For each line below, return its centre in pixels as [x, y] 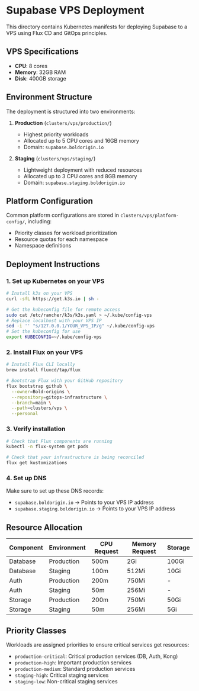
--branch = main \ [31, 403]
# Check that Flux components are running [59, 441]
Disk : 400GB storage [41, 78]
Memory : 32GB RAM [40, 72]
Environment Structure [49, 97]
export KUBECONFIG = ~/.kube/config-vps [54, 337]
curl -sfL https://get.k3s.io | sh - [53, 299]
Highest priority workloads [56, 134]
